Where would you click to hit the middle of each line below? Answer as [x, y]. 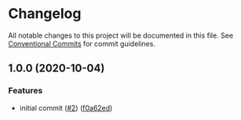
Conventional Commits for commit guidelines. [82, 43]
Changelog [45, 14]
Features [26, 91]
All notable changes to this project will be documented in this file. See [121, 35]
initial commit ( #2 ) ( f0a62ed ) [66, 107]
